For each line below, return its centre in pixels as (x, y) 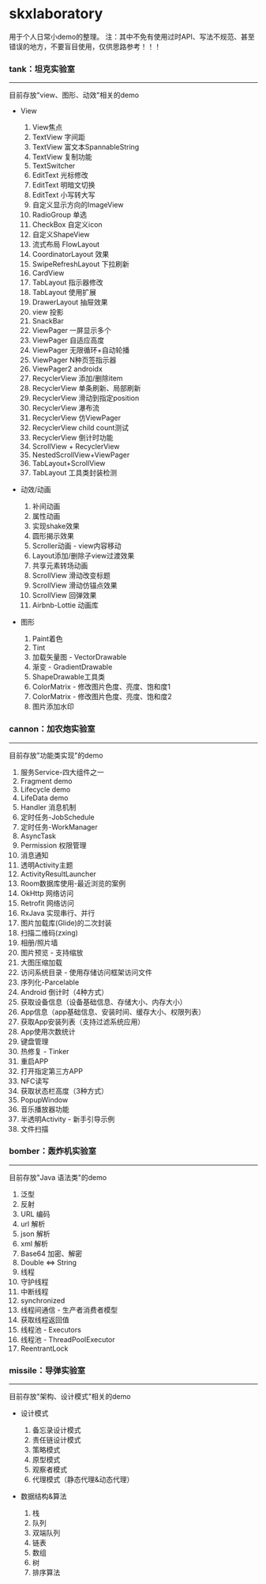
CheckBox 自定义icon (67, 225)
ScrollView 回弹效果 (64, 595)
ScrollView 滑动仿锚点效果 (75, 585)
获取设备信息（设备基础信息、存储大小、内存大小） (103, 1002)
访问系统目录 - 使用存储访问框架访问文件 (86, 972)
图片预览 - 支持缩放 (52, 952)
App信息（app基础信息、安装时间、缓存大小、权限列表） (113, 1011)
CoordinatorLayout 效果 (71, 255)
